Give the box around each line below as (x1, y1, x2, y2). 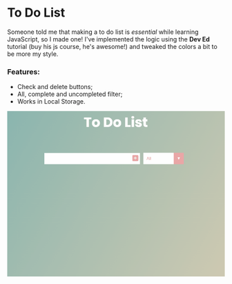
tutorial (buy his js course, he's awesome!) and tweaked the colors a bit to (7, 42, 217, 50)
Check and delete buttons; (17, 83, 93, 91)
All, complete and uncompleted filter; (17, 90, 123, 98)
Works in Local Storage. (17, 97, 86, 106)
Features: (7, 67, 40, 77)
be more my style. (7, 50, 59, 58)
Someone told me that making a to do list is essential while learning (7, 28, 199, 36)
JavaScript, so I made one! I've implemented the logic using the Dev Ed (7, 35, 211, 43)
